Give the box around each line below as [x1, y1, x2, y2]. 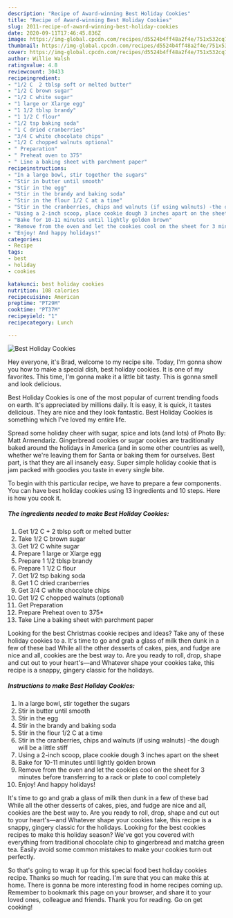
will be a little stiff [17, 743, 68, 752]
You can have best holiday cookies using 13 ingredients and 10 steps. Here [8, 486, 221, 494]
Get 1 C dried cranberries [17, 578, 90, 587]
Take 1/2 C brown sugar [17, 535, 86, 543]
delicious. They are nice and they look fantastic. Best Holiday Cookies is [8, 408, 213, 416]
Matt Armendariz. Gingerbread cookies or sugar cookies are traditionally [8, 436, 214, 444]
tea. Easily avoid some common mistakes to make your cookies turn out [8, 845, 212, 854]
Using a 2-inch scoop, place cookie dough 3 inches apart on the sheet [17, 750, 219, 759]
